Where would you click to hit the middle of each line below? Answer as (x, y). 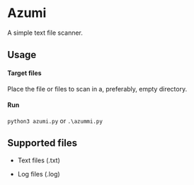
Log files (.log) (39, 174)
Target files (24, 73)
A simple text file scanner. (45, 33)
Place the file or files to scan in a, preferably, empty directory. (97, 89)
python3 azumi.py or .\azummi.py (55, 120)
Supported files (42, 143)
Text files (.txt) (39, 160)
